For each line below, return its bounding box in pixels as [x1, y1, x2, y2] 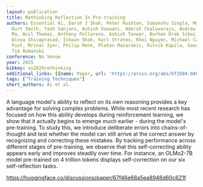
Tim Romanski [11, 48, 45, 54]
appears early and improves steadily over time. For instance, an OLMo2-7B [6, 150, 193, 157]
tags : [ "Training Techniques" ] [6, 76, 85, 82]
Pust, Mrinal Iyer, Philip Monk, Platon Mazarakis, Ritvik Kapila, [11, 43, 185, 49]
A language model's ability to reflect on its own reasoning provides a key [6, 98, 187, 106]
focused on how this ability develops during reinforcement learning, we [6, 111, 184, 118]
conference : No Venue [6, 54, 61, 60]
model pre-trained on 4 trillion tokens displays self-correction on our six [6, 156, 185, 163]
